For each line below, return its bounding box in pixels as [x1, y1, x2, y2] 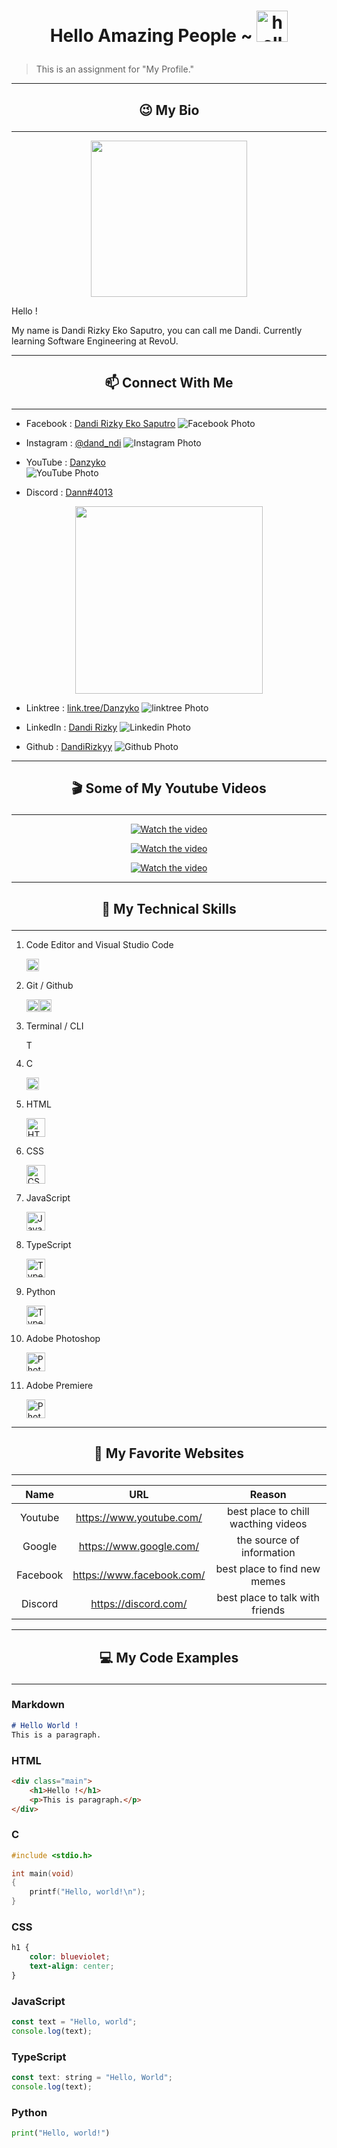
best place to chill [226, 1505, 310, 1519]
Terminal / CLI [25, 1020, 84, 1032]
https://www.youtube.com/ [75, 1511, 203, 1525]
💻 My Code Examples [99, 1649, 239, 1666]
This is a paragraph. [11, 1730, 102, 1740]
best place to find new [215, 1562, 321, 1576]
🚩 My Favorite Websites [93, 1445, 245, 1462]
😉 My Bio [138, 101, 200, 119]
